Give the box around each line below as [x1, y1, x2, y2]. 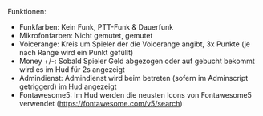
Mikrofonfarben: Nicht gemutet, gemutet [18, 31, 153, 40]
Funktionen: [7, 7, 47, 16]
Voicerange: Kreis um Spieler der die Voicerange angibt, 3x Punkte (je [18, 39, 250, 49]
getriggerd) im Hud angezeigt [18, 82, 117, 91]
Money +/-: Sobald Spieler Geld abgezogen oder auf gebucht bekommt [18, 56, 256, 66]
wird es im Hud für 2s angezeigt [18, 65, 125, 74]
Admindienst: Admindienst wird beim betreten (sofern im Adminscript [18, 74, 249, 82]
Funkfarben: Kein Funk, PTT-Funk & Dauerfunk [18, 22, 174, 31]
